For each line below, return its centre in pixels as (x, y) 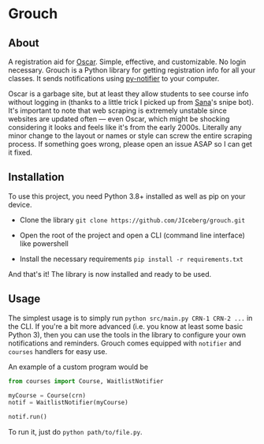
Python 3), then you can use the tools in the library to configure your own (127, 334)
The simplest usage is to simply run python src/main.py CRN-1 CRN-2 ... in (130, 318)
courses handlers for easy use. (58, 351)
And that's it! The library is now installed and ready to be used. (110, 274)
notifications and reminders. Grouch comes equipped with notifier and (125, 343)
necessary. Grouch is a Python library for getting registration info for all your (132, 70)
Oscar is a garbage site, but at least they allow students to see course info (129, 94)
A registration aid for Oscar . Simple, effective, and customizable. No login (127, 62)
